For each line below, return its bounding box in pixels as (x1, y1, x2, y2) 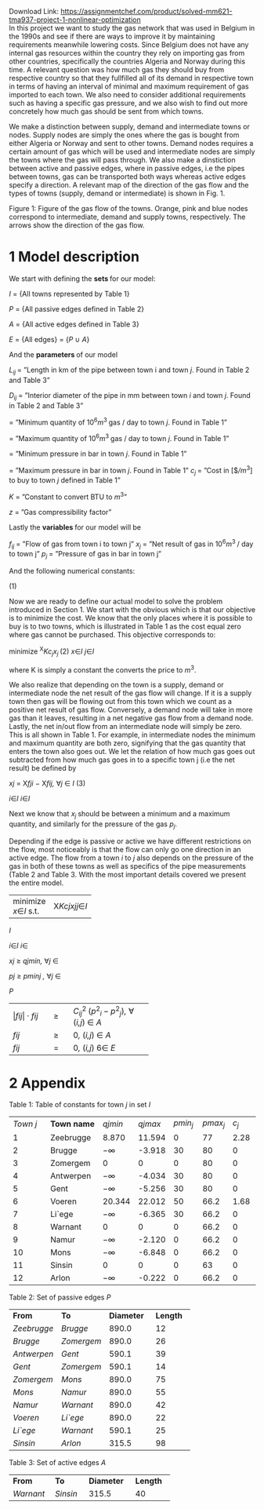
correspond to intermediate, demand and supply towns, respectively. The (9, 212, 246, 221)
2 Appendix (9, 1074, 86, 1092)
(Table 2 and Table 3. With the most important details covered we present (9, 869, 246, 879)
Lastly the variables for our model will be (9, 522, 142, 532)
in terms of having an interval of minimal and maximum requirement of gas (9, 82, 249, 91)
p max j (202, 1117, 226, 1130)
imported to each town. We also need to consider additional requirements (9, 90, 246, 99)
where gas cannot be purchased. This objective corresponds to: (9, 630, 216, 640)
